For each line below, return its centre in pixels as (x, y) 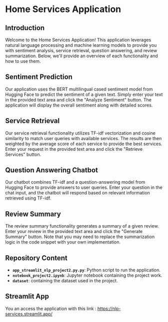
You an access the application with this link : (51, 308)
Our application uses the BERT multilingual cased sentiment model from (79, 89)
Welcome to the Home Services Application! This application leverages (78, 40)
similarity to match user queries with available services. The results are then (83, 138)
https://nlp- (109, 308)
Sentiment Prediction (39, 77)
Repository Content (36, 258)
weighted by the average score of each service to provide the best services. (84, 144)
